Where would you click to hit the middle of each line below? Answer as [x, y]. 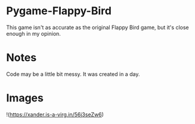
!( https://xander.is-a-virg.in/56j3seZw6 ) [55, 115]
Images [25, 98]
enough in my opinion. [34, 33]
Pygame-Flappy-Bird [59, 11]
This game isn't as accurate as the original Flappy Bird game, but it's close [97, 27]
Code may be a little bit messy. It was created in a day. [73, 74]
